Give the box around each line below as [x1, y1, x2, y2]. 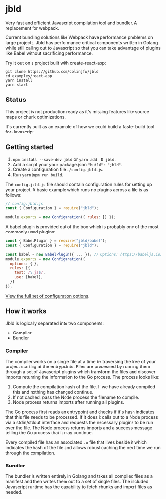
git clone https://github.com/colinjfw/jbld [5, 69, 99, 74]
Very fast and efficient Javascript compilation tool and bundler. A [5, 20, 137, 26]
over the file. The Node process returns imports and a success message [5, 425, 152, 431]
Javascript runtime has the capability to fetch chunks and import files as [5, 484, 152, 490]
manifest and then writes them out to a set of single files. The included [5, 479, 149, 485]
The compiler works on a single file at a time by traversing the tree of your [5, 359, 156, 365]
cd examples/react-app [5, 73, 52, 78]
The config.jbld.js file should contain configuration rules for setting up [5, 181, 152, 187]
